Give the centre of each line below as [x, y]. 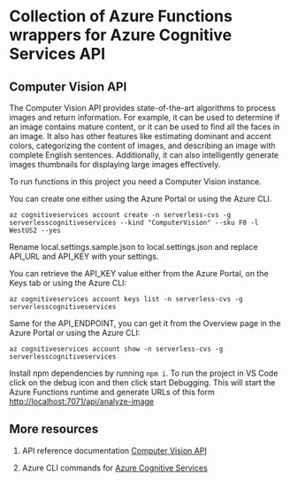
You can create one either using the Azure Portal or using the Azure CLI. [141, 198]
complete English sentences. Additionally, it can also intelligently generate [144, 155]
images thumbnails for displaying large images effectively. [115, 164]
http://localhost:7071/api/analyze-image [82, 401]
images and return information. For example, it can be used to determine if [145, 117]
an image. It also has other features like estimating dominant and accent [140, 136]
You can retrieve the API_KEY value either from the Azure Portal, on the [139, 273]
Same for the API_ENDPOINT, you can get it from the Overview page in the [145, 323]
